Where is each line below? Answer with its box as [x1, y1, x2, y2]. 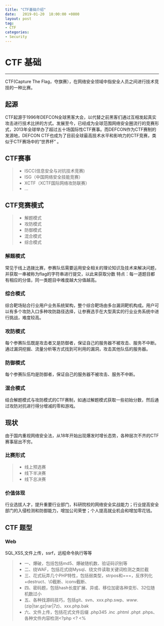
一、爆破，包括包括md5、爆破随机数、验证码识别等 [24, 560, 128, 566]
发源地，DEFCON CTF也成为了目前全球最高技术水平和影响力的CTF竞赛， [5, 132, 152, 138]
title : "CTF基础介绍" [5, 7, 46, 12]
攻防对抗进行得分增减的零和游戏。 [9, 403, 78, 409]
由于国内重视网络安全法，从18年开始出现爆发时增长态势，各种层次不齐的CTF [5, 432, 159, 438]
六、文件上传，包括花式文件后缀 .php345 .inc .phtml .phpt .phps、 [24, 609, 158, 615]
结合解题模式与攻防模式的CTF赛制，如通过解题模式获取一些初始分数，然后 [5, 397, 155, 403]
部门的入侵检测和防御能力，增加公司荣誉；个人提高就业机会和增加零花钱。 [5, 508, 155, 514]
